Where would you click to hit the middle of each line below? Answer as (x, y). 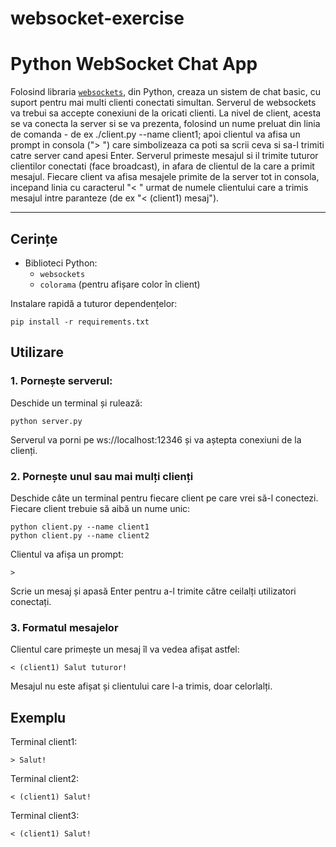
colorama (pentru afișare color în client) (120, 284)
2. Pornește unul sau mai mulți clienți (102, 476)
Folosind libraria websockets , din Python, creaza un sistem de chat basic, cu (165, 92)
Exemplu (38, 717)
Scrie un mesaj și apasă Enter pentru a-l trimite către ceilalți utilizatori (153, 591)
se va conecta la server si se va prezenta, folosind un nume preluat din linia (165, 124)
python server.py (46, 421)
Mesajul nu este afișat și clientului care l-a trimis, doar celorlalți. (141, 686)
